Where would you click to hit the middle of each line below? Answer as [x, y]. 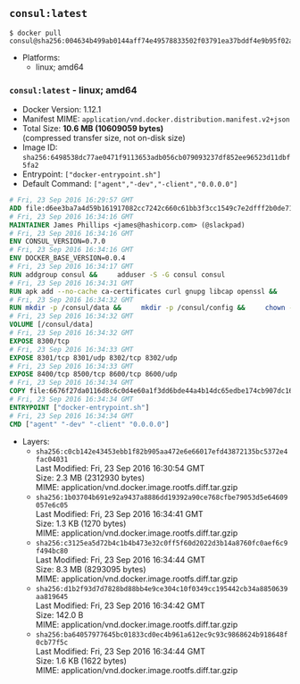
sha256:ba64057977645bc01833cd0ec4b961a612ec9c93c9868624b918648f [162, 634]
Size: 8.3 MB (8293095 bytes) [91, 569]
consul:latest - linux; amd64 [73, 90]
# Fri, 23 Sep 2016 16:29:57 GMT [71, 200]
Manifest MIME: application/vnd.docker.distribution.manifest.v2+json [156, 119]
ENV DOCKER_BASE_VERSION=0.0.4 [67, 258]
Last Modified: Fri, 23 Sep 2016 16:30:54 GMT [120, 468]
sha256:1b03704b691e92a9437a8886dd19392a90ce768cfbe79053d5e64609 [162, 497]
